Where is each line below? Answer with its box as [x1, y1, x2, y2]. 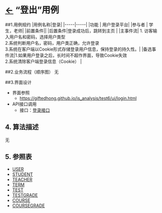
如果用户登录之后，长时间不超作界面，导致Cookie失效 [18, 52, 127, 58]
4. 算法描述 [5, 123, 39, 132]
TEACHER [12, 176, 33, 182]
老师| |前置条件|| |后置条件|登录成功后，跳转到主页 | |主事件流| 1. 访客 [13, 27, 153, 33]
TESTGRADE [12, 192, 38, 198]
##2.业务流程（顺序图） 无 [5, 69, 59, 75]
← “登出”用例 [5, 4, 59, 16]
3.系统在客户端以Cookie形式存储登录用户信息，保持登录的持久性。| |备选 [5, 46, 152, 52]
